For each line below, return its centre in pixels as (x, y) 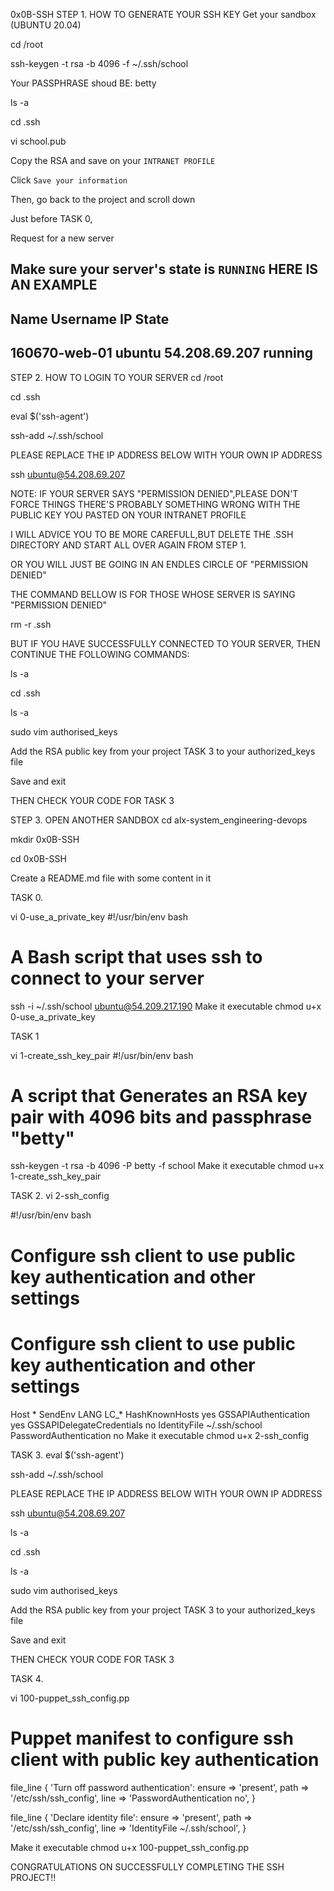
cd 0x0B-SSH (38, 858)
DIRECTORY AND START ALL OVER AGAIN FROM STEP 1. (128, 545)
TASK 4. (27, 1678)
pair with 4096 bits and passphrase (161, 1116)
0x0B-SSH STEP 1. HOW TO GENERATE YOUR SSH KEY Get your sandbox (163, 14)
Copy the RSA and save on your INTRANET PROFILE (113, 160)
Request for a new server (62, 238)
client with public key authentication (165, 1759)
